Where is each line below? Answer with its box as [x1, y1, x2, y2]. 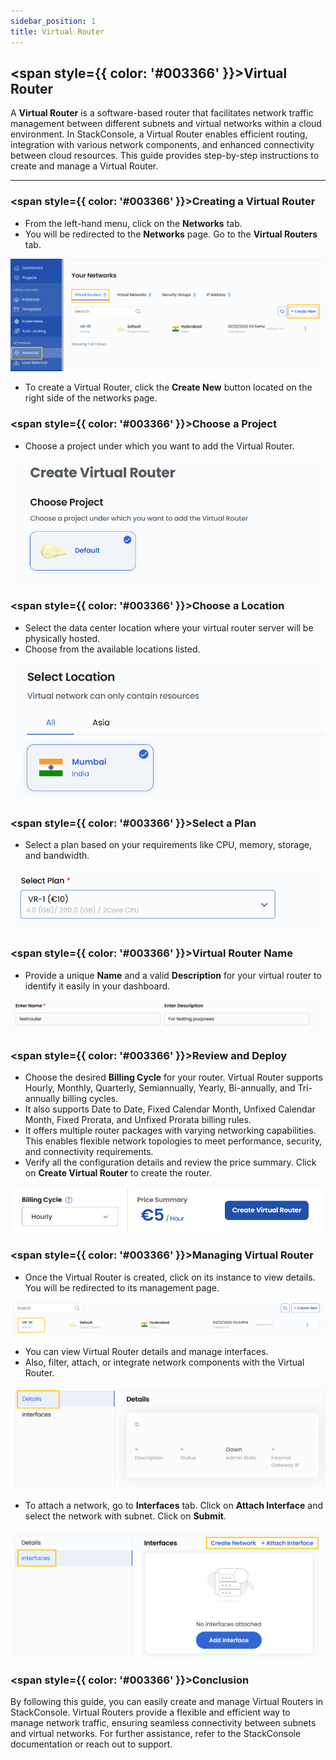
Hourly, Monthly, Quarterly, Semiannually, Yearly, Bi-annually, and [24, 1082, 296, 1094]
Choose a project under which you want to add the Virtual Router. [24, 440, 295, 452]
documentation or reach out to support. [10, 1738, 173, 1750]
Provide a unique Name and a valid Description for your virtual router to [24, 969, 322, 981]
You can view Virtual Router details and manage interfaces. [24, 1346, 269, 1358]
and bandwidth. [24, 850, 90, 862]
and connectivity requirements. [24, 1146, 154, 1158]
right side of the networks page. [24, 392, 158, 404]
